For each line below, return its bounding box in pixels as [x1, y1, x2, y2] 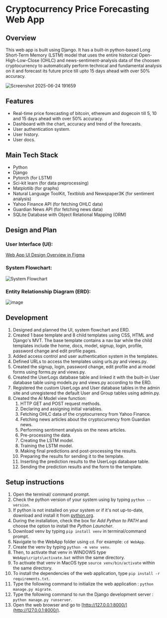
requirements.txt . [12, 575, 50, 581]
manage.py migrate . [12, 586, 53, 592]
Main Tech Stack [5, 151, 58, 160]
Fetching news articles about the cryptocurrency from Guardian [20, 416, 151, 422]
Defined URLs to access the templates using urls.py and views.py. [12, 358, 148, 364]
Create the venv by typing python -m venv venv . [12, 544, 111, 550]
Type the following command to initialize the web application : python [12, 581, 154, 587]
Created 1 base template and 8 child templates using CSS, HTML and [12, 332, 154, 338]
